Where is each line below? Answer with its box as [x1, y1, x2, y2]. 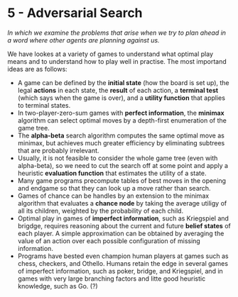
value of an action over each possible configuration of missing [17, 236, 200, 245]
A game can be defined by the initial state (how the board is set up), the [17, 78, 229, 86]
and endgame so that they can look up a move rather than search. [17, 184, 211, 192]
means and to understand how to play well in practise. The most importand [7, 57, 227, 65]
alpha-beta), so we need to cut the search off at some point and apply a [17, 161, 229, 169]
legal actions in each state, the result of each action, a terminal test [17, 86, 219, 94]
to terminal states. [17, 101, 71, 109]
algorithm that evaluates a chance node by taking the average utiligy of [17, 198, 227, 207]
